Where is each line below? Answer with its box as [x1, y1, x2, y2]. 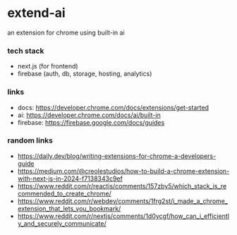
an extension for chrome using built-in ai [7, 28, 125, 37]
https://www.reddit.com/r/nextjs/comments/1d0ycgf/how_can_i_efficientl [17, 212, 229, 220]
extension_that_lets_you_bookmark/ [17, 204, 121, 212]
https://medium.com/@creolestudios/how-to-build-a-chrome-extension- [17, 167, 230, 175]
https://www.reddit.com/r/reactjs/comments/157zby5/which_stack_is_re [17, 181, 227, 190]
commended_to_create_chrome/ [17, 189, 111, 198]
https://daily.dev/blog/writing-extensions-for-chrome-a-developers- [17, 152, 217, 160]
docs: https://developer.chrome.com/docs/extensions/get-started [17, 103, 209, 112]
